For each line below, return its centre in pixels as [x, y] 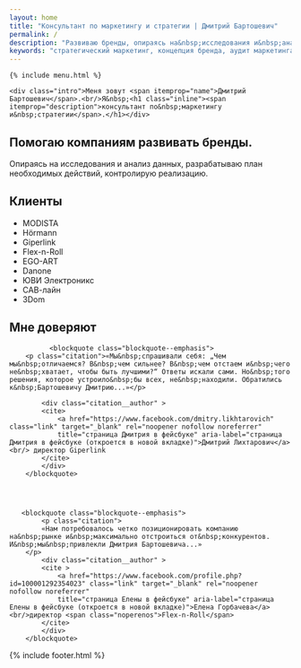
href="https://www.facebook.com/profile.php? [156, 576]
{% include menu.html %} [56, 76]
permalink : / [34, 34]
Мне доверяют [53, 328]
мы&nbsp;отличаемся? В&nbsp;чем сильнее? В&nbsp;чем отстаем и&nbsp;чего [150, 364]
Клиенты [36, 201]
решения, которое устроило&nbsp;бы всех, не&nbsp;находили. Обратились [146, 379]
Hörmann [39, 232]
